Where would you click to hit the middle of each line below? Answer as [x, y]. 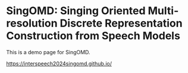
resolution [32, 23]
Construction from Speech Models [93, 36]
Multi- [163, 11]
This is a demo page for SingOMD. [48, 52]
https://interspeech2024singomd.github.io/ [59, 64]
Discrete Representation [121, 23]
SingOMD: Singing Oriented [76, 11]
